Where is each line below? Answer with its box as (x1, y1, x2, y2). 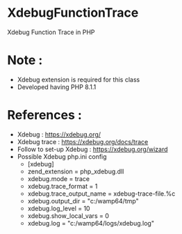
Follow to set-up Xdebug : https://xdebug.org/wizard (17, 145, 168, 153)
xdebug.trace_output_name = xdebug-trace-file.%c (27, 189, 176, 198)
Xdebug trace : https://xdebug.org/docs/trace (17, 137, 149, 146)
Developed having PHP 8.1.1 (17, 82, 97, 91)
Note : (7, 52, 43, 68)
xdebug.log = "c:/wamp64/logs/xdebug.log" (27, 219, 155, 227)
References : (7, 107, 82, 123)
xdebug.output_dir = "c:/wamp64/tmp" (27, 196, 139, 205)
